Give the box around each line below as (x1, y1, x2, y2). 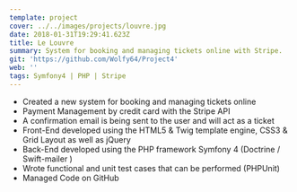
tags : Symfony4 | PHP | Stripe (9, 72, 127, 81)
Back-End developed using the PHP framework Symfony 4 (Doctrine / (22, 144, 281, 154)
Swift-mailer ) (22, 153, 74, 164)
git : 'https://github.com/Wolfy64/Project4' (9, 55, 179, 64)
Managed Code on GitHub (22, 172, 119, 183)
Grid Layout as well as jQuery (22, 134, 132, 144)
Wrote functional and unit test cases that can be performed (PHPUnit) (22, 162, 281, 173)
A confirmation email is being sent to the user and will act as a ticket (22, 115, 275, 126)
